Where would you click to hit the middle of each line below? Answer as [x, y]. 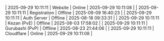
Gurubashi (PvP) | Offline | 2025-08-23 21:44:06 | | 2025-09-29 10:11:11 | [80, 28]
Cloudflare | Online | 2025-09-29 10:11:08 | [49, 33]
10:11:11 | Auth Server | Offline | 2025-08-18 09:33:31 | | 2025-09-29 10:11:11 [82, 18]
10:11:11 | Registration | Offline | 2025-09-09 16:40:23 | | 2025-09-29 [82, 13]
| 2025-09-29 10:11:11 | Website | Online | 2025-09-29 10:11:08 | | [71, 8]
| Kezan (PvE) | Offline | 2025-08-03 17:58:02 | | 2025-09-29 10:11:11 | [76, 23]
